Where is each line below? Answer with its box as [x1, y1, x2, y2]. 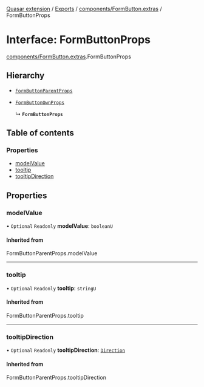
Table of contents [6, 128, 74, 139]
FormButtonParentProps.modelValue [6, 250, 98, 257]
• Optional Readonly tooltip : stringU [6, 284, 97, 292]
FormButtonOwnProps [15, 100, 65, 106]
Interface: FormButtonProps [6, 33, 151, 47]
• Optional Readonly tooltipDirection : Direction [6, 346, 126, 354]
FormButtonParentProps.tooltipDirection [6, 374, 106, 382]
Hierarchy [6, 70, 45, 81]
